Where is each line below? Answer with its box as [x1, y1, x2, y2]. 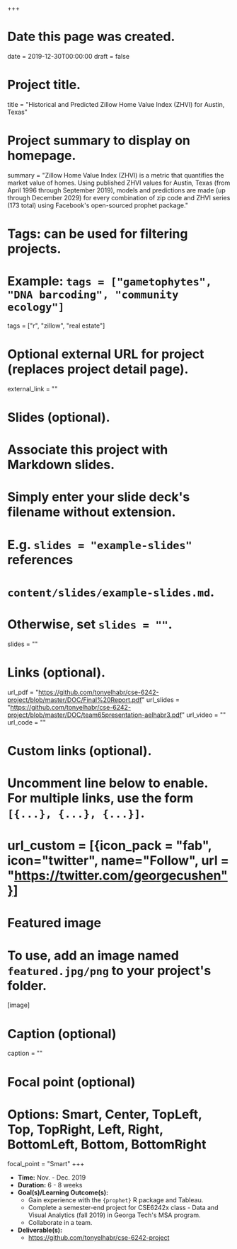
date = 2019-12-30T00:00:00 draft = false [7, 52, 129, 60]
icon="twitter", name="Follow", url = [7, 853, 229, 869]
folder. [7, 977, 47, 994]
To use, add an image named [7, 948, 179, 963]
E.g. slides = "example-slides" [7, 536, 192, 553]
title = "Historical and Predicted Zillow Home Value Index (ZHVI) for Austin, [7, 100, 225, 108]
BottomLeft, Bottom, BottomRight [7, 1136, 207, 1152]
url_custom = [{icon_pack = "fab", [7, 838, 212, 853]
